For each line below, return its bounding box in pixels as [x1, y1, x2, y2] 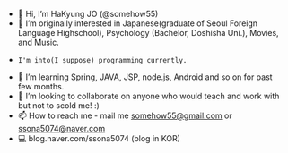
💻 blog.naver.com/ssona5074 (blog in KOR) [17, 133, 181, 143]
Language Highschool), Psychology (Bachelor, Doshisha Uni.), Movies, [17, 28, 280, 38]
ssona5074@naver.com [17, 123, 106, 133]
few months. [17, 81, 65, 91]
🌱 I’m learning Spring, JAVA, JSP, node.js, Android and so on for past [17, 72, 273, 82]
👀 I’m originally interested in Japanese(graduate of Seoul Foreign [17, 18, 258, 29]
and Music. [17, 37, 60, 47]
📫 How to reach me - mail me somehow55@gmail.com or [17, 110, 232, 121]
